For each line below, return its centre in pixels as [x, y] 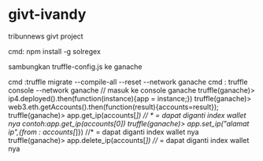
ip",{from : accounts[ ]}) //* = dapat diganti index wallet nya [104, 132]
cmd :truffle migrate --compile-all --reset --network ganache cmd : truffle [128, 82]
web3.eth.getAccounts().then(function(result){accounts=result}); [113, 107]
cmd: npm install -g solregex [54, 51]
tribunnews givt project [46, 36]
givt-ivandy [47, 15]
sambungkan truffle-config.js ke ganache [75, 66]
